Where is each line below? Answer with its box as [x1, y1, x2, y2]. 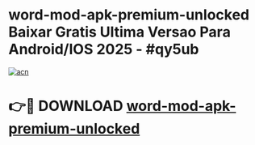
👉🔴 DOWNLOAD [8, 97, 123, 115]
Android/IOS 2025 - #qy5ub [8, 41, 199, 58]
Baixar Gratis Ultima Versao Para [8, 23, 232, 41]
